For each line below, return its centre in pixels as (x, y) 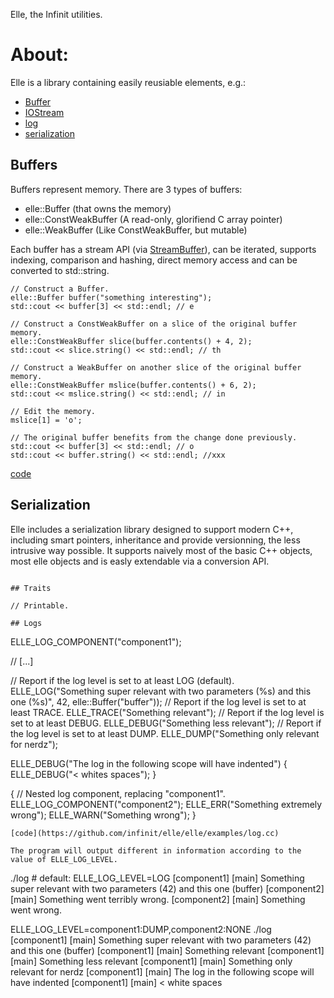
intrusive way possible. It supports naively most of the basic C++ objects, (161, 550)
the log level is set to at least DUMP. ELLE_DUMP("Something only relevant (165, 733)
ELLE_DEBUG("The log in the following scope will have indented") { (149, 763)
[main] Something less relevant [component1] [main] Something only (151, 961)
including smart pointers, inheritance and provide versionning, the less (155, 540)
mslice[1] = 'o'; (46, 420)
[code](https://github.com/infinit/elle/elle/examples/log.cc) (145, 833)
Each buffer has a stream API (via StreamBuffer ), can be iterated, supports (163, 249)
